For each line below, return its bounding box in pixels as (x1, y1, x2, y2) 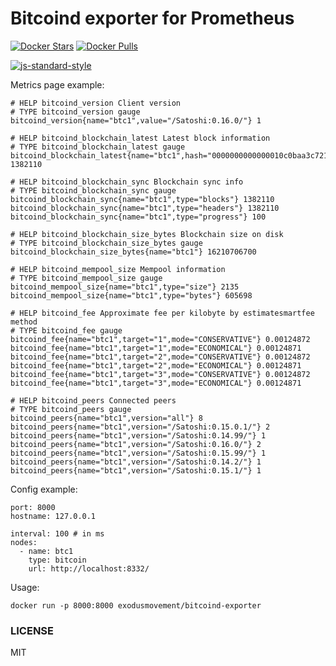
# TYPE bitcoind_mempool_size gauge (10, 273, 163, 283)
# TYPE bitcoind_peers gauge (10, 404, 132, 414)
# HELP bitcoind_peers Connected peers (10, 395, 177, 406)
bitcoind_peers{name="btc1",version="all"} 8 (10, 413, 203, 423)
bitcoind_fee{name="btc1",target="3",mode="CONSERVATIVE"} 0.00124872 (10, 369, 311, 379)
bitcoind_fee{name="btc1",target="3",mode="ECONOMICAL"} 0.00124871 (10, 378, 302, 388)
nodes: (10, 537, 38, 547)
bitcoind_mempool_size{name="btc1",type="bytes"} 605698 (10, 290, 253, 301)
